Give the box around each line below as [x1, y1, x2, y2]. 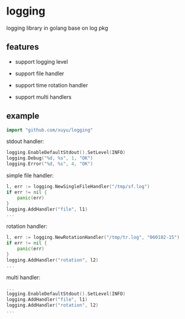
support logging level [15, 58, 68, 65]
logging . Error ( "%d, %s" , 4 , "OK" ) [6, 161, 94, 167]
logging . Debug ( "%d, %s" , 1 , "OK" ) [6, 155, 94, 161]
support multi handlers [15, 93, 72, 101]
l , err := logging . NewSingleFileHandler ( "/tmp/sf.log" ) [6, 184, 150, 190]
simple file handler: [6, 172, 54, 180]
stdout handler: [6, 138, 44, 145]
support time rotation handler [15, 81, 88, 89]
